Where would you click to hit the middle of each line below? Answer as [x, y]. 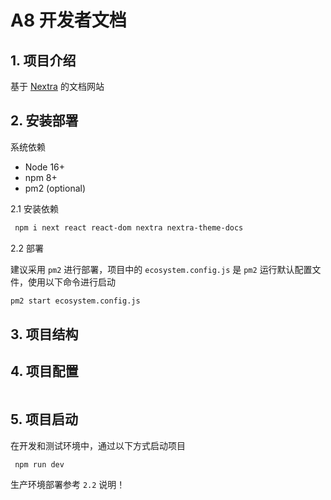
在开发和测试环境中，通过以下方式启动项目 [98, 445]
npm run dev [39, 464]
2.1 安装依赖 [34, 208]
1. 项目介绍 [43, 60]
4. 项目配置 [44, 371]
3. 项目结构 [44, 334]
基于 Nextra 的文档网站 [57, 86]
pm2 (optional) [55, 188]
